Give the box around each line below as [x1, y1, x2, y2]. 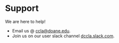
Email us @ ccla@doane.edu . [12, 28, 71, 33]
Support [5, 3, 39, 14]
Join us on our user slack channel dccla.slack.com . [12, 33, 115, 39]
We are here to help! [5, 19, 46, 24]
